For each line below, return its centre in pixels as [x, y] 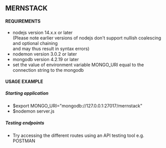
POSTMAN [24, 141]
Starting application [27, 93]
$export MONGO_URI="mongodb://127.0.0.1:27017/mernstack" [77, 106]
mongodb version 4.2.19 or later [46, 59]
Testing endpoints [25, 123]
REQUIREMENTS [23, 21]
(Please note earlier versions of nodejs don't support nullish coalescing [87, 38]
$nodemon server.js [33, 111]
